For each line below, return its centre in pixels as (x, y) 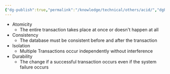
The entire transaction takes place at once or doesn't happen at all (89, 29)
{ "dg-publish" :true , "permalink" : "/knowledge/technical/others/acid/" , (81, 10)
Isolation (21, 45)
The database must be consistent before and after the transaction (89, 40)
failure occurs (34, 67)
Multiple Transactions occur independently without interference (86, 51)
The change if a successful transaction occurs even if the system (88, 61)
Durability (22, 56)
